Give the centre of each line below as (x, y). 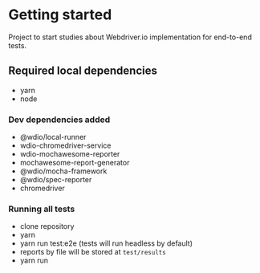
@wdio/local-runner (53, 137)
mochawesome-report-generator (75, 163)
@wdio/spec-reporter (56, 180)
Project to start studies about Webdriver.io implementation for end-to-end (130, 37)
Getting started (60, 15)
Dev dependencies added (59, 120)
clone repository (47, 226)
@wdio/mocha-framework (63, 171)
